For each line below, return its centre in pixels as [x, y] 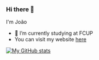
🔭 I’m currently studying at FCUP [54, 33]
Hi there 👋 [20, 9]
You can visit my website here [50, 40]
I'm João [17, 22]
